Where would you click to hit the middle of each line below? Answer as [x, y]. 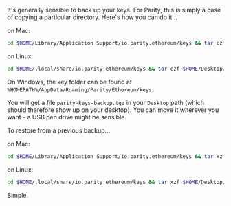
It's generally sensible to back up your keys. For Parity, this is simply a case [114, 10]
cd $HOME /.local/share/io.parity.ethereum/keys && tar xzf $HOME [102, 182]
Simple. [18, 195]
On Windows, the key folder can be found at [69, 82]
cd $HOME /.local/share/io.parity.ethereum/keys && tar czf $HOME [102, 69]
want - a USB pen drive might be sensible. [67, 117]
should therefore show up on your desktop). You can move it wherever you [113, 110]
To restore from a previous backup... [59, 130]
